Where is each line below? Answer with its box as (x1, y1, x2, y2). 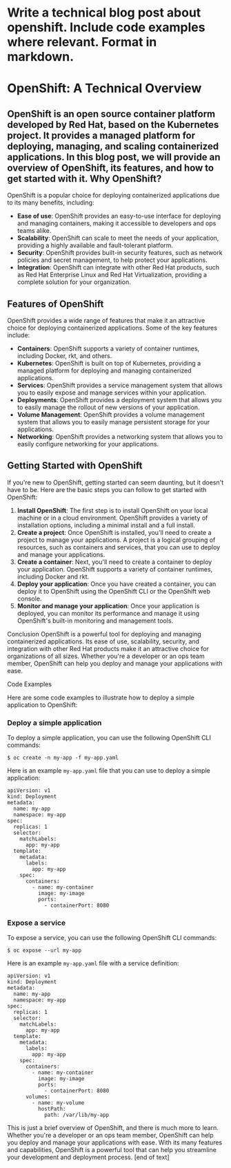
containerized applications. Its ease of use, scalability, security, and (7, 637, 200, 646)
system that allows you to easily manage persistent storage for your (17, 418, 210, 426)
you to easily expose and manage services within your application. (17, 388, 207, 397)
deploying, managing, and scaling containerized (7, 140, 219, 152)
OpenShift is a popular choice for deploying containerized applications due (7, 191, 220, 200)
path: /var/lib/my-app (43, 1111, 110, 1119)
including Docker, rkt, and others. (17, 352, 112, 360)
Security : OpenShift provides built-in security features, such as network (17, 249, 223, 257)
